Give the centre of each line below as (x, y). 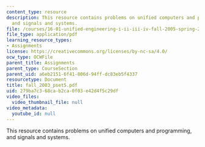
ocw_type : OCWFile (30, 57)
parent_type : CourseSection (42, 68)
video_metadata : (27, 108)
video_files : (23, 97)
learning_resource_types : (39, 40)
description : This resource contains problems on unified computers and (101, 18)
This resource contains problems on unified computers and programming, (99, 131)
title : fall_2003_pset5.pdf (42, 86)
